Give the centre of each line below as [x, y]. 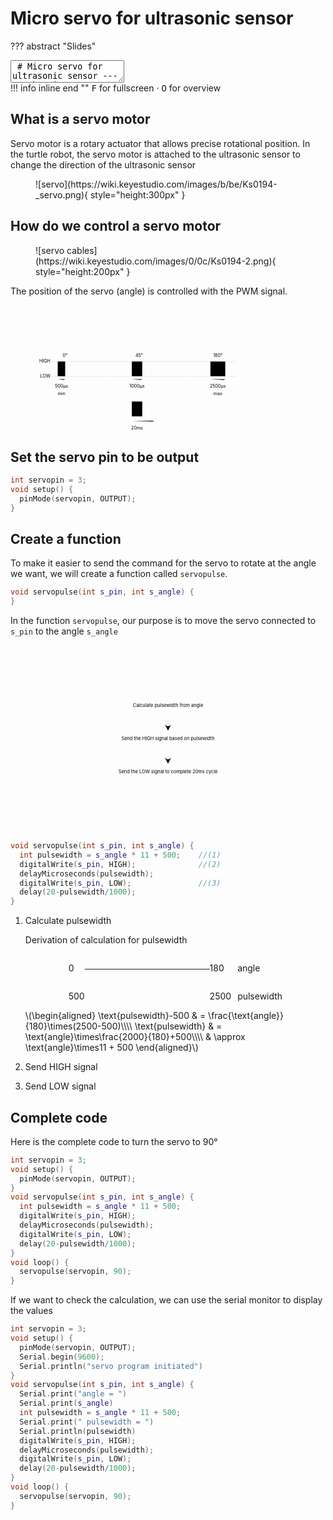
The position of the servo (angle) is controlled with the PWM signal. [149, 291]
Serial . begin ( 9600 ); [62, 1357]
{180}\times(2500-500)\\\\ [78, 1026]
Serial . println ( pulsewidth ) [78, 1431]
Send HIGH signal [61, 1067]
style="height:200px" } [83, 271]
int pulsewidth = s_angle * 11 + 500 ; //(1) [120, 855]
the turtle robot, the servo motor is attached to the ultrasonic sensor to [155, 154]
